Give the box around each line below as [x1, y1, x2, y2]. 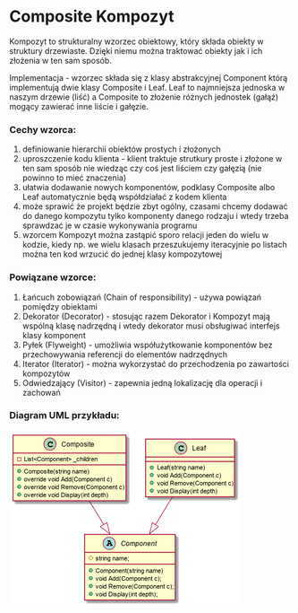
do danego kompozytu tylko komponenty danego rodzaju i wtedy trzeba [21, 211, 289, 222]
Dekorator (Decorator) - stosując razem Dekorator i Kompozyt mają [21, 311, 271, 321]
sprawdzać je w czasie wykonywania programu [21, 220, 198, 231]
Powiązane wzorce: [9, 271, 97, 284]
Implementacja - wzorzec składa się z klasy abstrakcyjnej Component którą [9, 72, 288, 83]
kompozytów [21, 368, 71, 379]
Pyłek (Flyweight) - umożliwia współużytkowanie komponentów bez [21, 339, 273, 350]
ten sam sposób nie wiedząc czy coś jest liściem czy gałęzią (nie [21, 163, 262, 174]
